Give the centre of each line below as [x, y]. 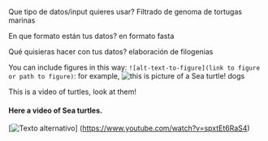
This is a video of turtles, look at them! [72, 92]
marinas [22, 20]
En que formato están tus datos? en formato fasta [91, 36]
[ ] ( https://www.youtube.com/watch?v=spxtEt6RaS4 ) [129, 128]
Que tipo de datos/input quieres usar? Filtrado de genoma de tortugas [125, 12]
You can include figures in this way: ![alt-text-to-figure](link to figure [134, 67]
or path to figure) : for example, [64, 76]
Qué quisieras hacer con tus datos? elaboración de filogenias [111, 51]
